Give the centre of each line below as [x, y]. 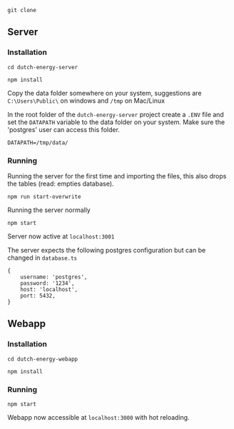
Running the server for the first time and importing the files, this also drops [117, 176]
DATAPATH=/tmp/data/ [38, 143]
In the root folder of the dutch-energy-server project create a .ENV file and [116, 114]
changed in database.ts [42, 258]
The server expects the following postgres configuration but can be [107, 250]
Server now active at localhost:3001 [61, 236]
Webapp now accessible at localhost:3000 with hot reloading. [99, 417]
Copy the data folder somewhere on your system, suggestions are [105, 93]
